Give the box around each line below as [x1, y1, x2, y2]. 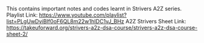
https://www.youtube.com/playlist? [38, 11, 127, 19]
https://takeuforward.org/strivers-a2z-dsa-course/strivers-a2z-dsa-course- [6, 24, 198, 31]
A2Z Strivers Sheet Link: [125, 18, 187, 24]
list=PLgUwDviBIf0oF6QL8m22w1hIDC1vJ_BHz [6, 18, 125, 24]
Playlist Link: [6, 11, 38, 19]
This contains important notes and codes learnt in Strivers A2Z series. [6, 5, 182, 12]
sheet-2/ [6, 30, 28, 38]
